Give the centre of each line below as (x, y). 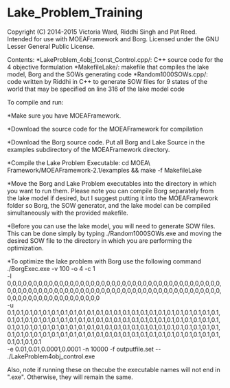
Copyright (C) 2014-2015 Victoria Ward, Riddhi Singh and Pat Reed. (102, 32)
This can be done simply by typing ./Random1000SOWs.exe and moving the (114, 233)
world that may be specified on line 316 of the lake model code (96, 89)
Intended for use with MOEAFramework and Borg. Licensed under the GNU (113, 39)
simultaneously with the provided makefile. (68, 213)
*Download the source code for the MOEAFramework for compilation (105, 129)
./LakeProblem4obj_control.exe (51, 356)
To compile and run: (35, 102)
